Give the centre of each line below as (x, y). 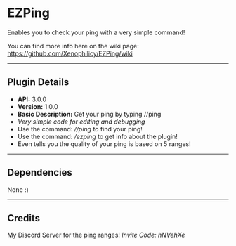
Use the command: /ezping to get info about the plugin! (97, 136)
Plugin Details (38, 82)
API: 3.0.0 (32, 99)
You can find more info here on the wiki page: (73, 46)
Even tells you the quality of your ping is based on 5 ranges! (104, 144)
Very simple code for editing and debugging (81, 122)
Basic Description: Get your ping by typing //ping (89, 114)
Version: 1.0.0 (38, 106)
